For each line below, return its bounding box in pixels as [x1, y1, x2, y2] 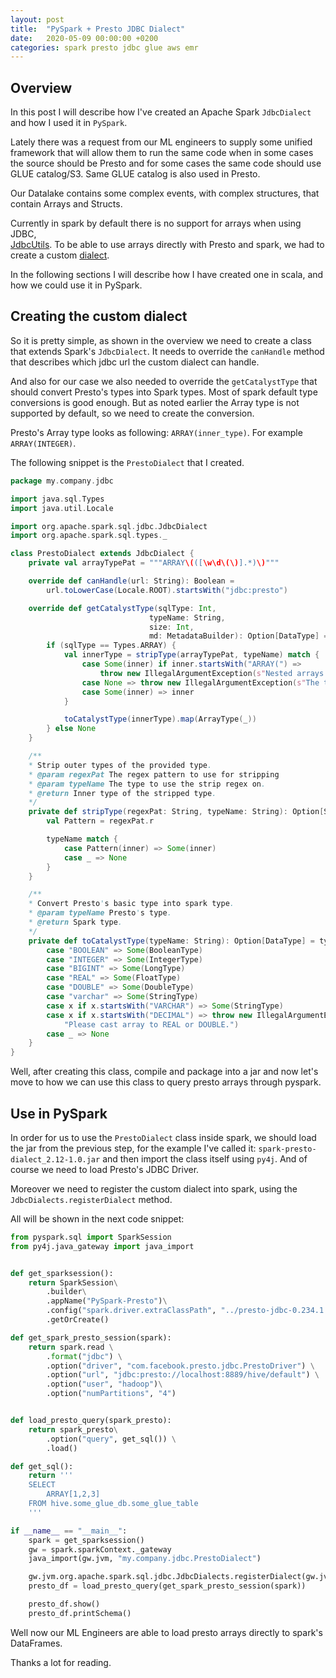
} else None [46, 724, 97, 734]
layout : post [10, 14, 65, 25]
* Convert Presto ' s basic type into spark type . [28, 899, 235, 909]
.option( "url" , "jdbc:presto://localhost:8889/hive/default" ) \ [46, 1370, 320, 1380]
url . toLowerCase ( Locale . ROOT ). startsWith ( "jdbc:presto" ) [46, 585, 288, 595]
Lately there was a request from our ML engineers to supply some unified [10, 136, 313, 148]
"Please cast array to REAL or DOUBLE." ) [63, 1019, 240, 1030]
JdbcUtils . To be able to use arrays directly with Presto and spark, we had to [10, 239, 325, 251]
